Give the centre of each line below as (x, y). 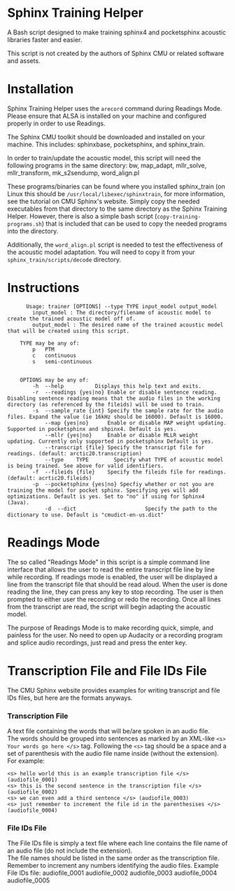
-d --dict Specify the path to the (131, 509)
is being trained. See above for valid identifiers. (86, 466)
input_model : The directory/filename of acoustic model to (122, 312)
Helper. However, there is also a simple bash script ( (82, 216)
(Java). (19, 502)
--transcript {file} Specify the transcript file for (124, 447)
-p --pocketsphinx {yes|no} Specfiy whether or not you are (123, 484)
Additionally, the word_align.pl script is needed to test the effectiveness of (115, 244)
